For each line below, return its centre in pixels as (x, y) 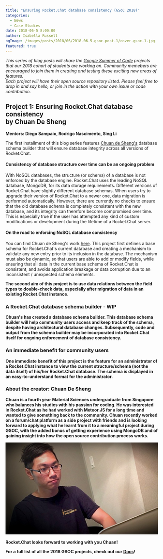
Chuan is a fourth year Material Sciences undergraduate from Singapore (80, 399)
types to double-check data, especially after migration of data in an (75, 289)
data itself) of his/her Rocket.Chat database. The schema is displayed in (79, 371)
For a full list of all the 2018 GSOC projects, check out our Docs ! (70, 551)
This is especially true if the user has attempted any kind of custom (73, 216)
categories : (17, 15)
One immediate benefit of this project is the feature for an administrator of (81, 361)
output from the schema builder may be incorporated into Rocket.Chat (77, 333)
